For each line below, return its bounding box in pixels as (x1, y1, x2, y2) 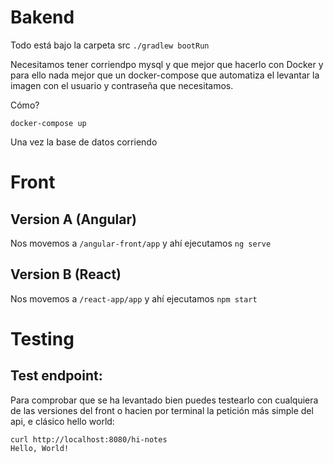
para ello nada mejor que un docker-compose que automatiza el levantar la (10, 69, 320, 81)
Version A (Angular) (10, 211, 137, 228)
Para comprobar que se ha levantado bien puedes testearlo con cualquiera (10, 394, 319, 406)
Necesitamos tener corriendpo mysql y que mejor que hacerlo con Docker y (10, 58, 324, 70)
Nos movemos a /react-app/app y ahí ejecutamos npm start (10, 292, 258, 305)
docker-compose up (10, 118, 87, 128)
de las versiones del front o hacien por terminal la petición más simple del (10, 404, 314, 416)
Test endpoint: (10, 367, 103, 385)
